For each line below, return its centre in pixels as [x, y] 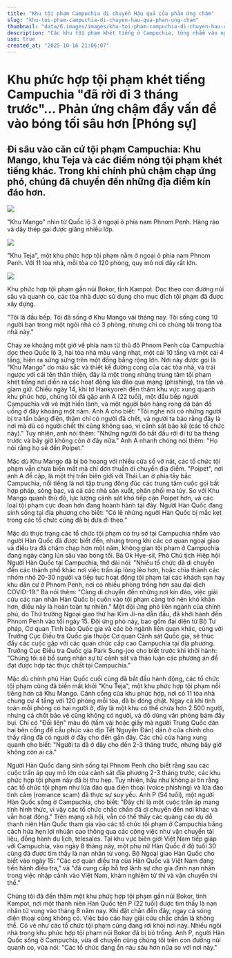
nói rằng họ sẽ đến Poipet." [46, 448]
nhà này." [20, 332]
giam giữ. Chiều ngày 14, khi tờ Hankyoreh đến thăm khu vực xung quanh [111, 389]
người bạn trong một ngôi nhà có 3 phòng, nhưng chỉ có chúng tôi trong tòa [115, 324]
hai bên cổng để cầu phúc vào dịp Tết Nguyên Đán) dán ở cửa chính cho [110, 730]
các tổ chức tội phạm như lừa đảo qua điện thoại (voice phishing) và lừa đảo [115, 787]
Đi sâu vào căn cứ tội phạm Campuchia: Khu [104, 149]
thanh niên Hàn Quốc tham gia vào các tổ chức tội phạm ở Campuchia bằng [115, 824]
